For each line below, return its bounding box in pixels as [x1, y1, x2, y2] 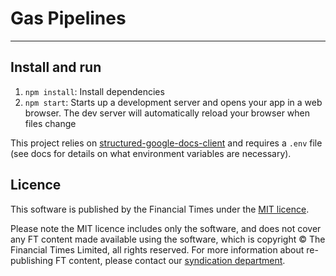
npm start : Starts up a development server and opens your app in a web [24, 96, 323, 108]
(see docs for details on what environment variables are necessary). [10, 147, 292, 159]
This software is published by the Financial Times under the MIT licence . [10, 203, 310, 215]
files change [24, 117, 77, 129]
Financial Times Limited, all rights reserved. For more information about [10, 243, 305, 256]
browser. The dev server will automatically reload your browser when [24, 107, 311, 119]
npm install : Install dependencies [24, 85, 165, 97]
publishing [10, 254, 54, 266]
